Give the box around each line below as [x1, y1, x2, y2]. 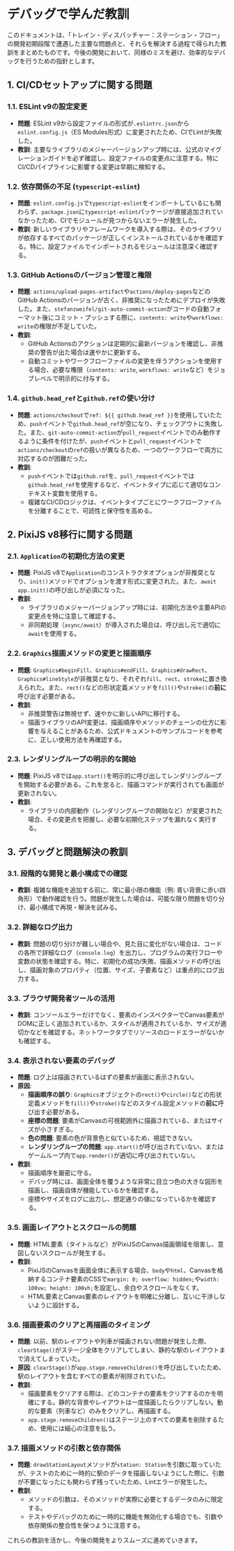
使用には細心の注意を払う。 [40, 1424, 120, 1432]
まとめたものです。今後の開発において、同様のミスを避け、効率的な [19, 48, 214, 56]
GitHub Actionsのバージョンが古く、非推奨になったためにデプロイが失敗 [17, 296, 226, 304]
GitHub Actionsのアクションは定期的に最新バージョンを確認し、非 [27, 339, 217, 348]
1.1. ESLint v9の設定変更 [7, 102, 88, 111]
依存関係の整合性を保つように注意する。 [27, 1521, 144, 1529]
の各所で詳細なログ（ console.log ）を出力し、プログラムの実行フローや [17, 948, 223, 956]
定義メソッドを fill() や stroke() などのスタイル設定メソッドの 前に [27, 1099, 218, 1107]
